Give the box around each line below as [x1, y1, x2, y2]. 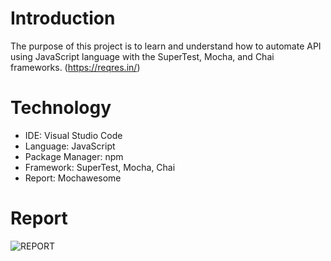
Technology [10, 97, 112, 119]
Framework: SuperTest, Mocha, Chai [24, 161, 176, 173]
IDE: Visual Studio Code [24, 129, 123, 141]
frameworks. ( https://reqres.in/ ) [10, 61, 141, 73]
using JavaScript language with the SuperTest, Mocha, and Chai [10, 50, 275, 62]
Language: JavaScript [24, 140, 116, 152]
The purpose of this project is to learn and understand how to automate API [10, 40, 322, 52]
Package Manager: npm [24, 150, 124, 162]
